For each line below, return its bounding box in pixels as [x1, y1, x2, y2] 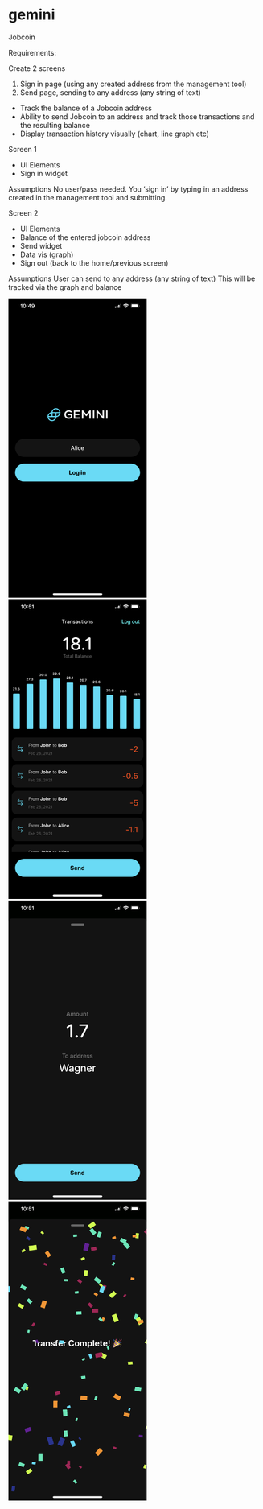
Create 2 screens [8, 63, 66, 73]
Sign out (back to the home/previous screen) [19, 258, 169, 267]
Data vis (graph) [19, 249, 74, 259]
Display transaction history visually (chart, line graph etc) [19, 129, 209, 138]
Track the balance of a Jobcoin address [19, 103, 153, 113]
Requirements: [8, 47, 56, 57]
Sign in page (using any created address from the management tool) [19, 79, 247, 89]
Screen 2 [8, 208, 39, 218]
